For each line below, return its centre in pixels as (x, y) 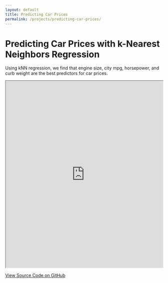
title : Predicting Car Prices (37, 14)
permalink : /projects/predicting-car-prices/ (53, 19)
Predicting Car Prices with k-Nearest (83, 44)
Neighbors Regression (52, 54)
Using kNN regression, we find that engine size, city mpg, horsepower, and (82, 68)
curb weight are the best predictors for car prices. (57, 73)
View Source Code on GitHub (35, 276)
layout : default (22, 10)
